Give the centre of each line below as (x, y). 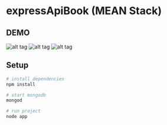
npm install (21, 84)
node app (17, 117)
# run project (24, 111)
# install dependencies (35, 79)
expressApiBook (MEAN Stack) (84, 11)
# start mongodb (26, 95)
